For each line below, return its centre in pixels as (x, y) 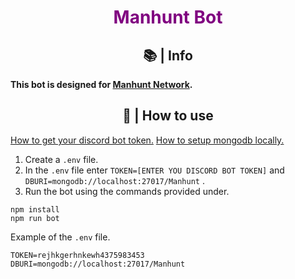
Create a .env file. (61, 159)
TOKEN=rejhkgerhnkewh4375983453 (77, 255)
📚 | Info (168, 55)
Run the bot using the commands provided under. (127, 191)
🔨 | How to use (168, 116)
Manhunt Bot (168, 17)
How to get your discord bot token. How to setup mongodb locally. (147, 140)
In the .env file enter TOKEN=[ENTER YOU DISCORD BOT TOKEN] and (154, 170)
